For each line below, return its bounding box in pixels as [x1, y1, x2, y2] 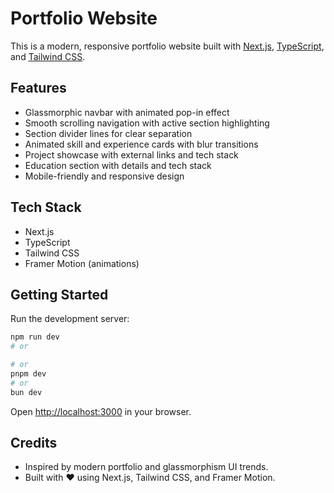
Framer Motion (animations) [24, 257, 140, 269]
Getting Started [10, 286, 109, 303]
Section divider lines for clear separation [24, 127, 193, 139]
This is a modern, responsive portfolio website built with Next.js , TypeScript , [10, 40, 325, 52]
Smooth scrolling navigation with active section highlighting [24, 117, 270, 129]
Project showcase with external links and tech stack [24, 148, 239, 161]
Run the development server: [10, 313, 130, 325]
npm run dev [10, 332, 60, 342]
